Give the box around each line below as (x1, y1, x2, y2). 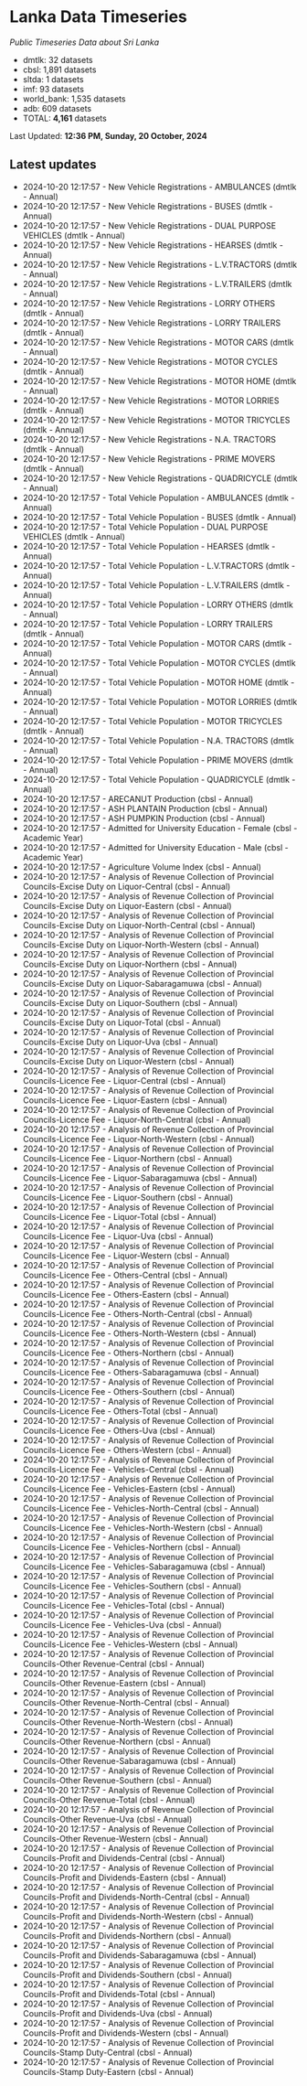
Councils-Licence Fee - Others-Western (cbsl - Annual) (22, 1444, 232, 1455)
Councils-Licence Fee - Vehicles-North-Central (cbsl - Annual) (22, 1503, 259, 1514)
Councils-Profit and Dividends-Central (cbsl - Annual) (22, 1852, 226, 1863)
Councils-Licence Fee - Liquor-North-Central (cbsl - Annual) (22, 1114, 251, 1125)
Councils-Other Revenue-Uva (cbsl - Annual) (22, 1813, 193, 1824)
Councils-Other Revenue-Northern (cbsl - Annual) (22, 1736, 212, 1747)
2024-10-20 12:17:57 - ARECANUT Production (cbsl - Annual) (22, 793, 254, 804)
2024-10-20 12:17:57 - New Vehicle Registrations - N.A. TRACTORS (22, 433, 277, 444)
